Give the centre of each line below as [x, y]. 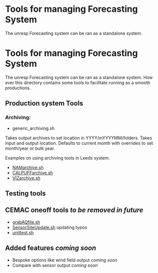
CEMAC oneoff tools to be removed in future [74, 210]
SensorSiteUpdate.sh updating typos [50, 227]
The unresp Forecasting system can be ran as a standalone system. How [79, 77]
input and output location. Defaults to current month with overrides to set [79, 143]
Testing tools [26, 193]
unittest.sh [23, 233]
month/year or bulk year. [30, 148]
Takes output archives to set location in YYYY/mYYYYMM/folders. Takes [79, 138]
